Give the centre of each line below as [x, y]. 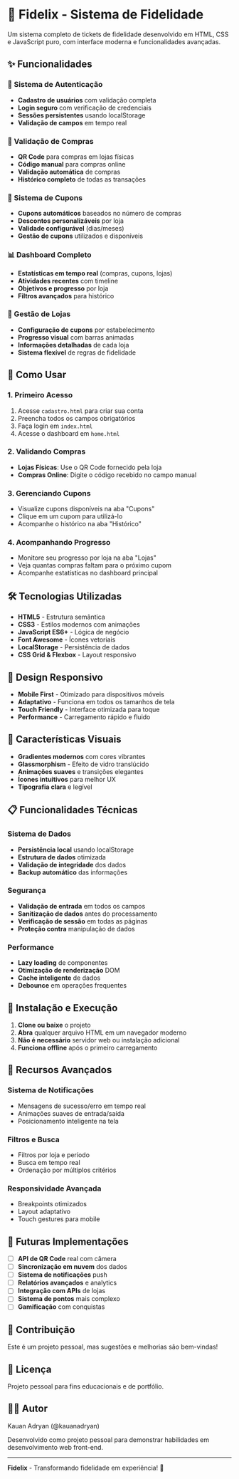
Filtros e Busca [34, 1139]
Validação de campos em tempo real [72, 122]
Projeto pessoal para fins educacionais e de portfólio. [86, 1386]
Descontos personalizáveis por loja [71, 221]
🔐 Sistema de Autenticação [55, 85]
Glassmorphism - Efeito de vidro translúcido [83, 764]
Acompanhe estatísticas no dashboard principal [88, 573]
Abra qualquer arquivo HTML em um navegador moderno [102, 1033]
